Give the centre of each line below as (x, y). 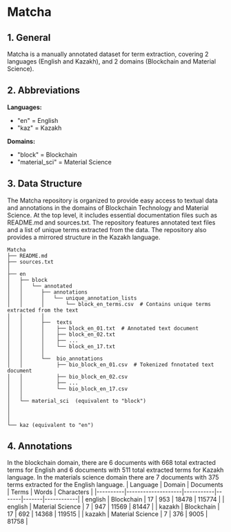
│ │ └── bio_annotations (55, 359)
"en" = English (38, 120)
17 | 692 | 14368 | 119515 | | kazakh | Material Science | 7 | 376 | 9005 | (108, 514)
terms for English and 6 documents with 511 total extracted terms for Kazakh (115, 470)
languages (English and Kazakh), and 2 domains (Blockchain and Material (111, 61)
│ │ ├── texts (40, 322)
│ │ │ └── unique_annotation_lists (72, 298)
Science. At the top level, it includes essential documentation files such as (112, 215)
